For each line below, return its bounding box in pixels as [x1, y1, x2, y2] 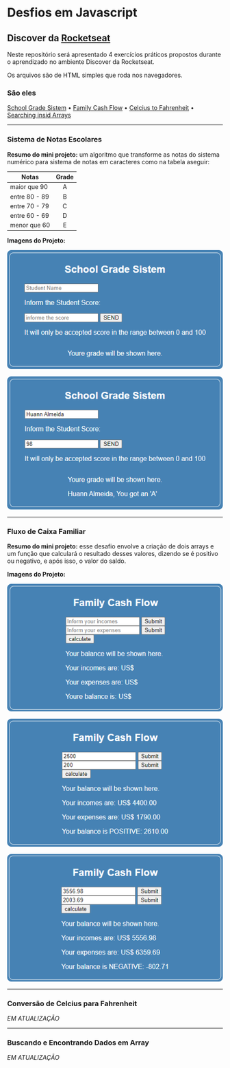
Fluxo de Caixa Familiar [7, 526, 86, 536]
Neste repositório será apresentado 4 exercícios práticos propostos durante [7, 50, 221, 58]
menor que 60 [10, 221, 51, 230]
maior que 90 [10, 183, 48, 191]
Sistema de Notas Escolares [7, 135, 103, 144]
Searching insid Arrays [7, 111, 71, 120]
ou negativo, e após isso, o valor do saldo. [7, 557, 127, 565]
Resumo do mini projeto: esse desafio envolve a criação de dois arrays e [7, 542, 214, 550]
